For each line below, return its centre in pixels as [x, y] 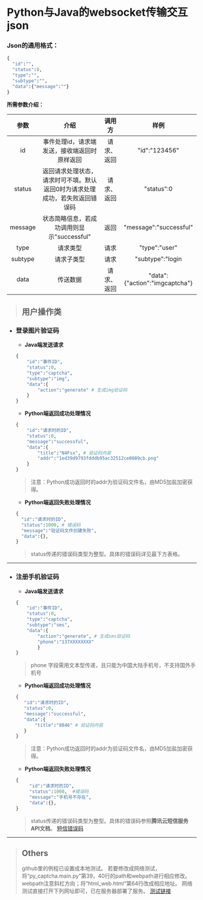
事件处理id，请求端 [70, 141]
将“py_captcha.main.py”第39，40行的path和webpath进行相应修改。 [106, 876]
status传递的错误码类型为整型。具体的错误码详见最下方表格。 [107, 554]
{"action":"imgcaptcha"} [158, 283]
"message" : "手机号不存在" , [61, 797]
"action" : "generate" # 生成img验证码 [83, 390]
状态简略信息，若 [67, 218]
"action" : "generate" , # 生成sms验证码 [84, 636]
